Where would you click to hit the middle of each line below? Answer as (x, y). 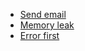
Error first (39, 35)
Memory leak (47, 25)
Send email (43, 14)
